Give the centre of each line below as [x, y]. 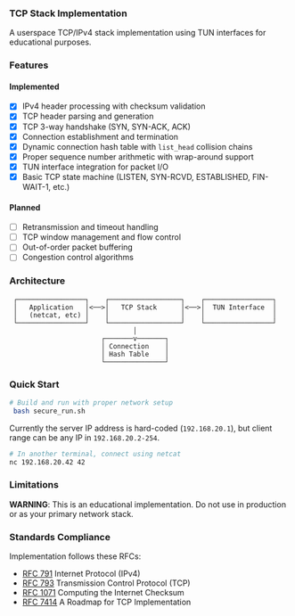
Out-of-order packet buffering [78, 247]
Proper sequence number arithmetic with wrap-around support [138, 156]
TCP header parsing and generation [88, 116]
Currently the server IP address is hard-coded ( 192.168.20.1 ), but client [141, 428]
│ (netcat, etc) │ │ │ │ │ [145, 315]
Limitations [34, 485]
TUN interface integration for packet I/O [95, 167]
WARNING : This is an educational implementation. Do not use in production [148, 504]
